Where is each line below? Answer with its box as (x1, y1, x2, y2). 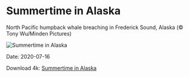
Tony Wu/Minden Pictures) (6, 30, 72, 37)
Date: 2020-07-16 (6, 53, 51, 60)
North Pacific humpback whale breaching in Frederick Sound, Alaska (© (6, 24, 184, 31)
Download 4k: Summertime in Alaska (6, 64, 97, 72)
